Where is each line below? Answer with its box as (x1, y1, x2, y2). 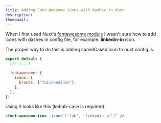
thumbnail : (5, 17, 29, 22)
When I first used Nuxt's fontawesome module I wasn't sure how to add (5, 31, 156, 37)
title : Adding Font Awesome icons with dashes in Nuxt (5, 7, 125, 13)
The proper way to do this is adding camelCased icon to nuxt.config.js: (5, 47, 154, 53)
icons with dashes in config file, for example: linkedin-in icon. (5, 36, 136, 43)
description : (5, 12, 33, 17)
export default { (5, 56, 42, 61)
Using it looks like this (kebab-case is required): (5, 104, 106, 110)
